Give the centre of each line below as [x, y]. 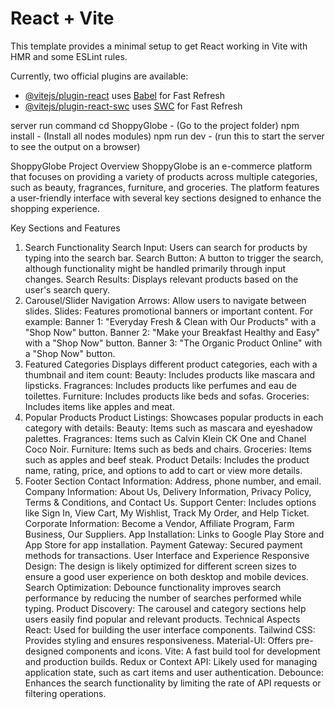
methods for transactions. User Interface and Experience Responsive [167, 555]
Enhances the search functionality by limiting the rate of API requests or [173, 683]
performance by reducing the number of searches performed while [163, 598]
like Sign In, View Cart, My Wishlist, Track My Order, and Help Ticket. [167, 513]
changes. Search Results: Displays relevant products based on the [161, 279]
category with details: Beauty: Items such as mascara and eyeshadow [168, 428]
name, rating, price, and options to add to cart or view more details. [163, 470]
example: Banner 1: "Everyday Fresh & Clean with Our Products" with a [170, 321]
